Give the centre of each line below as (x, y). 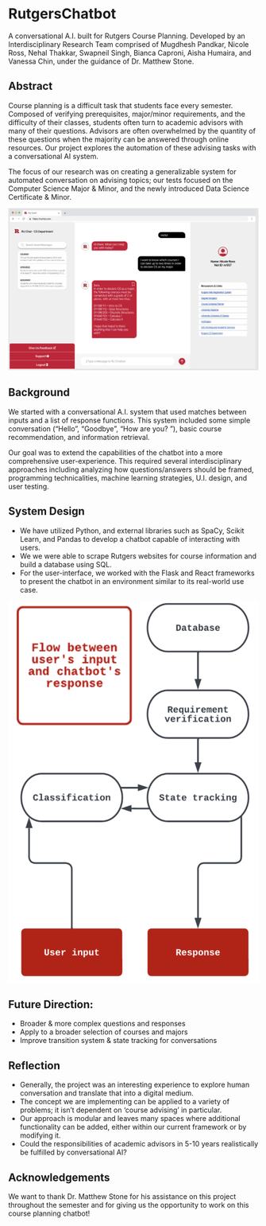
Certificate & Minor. (40, 197)
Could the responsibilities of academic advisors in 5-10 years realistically (139, 1144)
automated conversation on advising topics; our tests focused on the (121, 180)
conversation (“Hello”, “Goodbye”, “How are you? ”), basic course (115, 428)
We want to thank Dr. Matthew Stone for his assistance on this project (122, 1196)
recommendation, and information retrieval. (79, 437)
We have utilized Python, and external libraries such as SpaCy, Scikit (132, 531)
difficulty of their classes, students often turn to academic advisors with (126, 122)
